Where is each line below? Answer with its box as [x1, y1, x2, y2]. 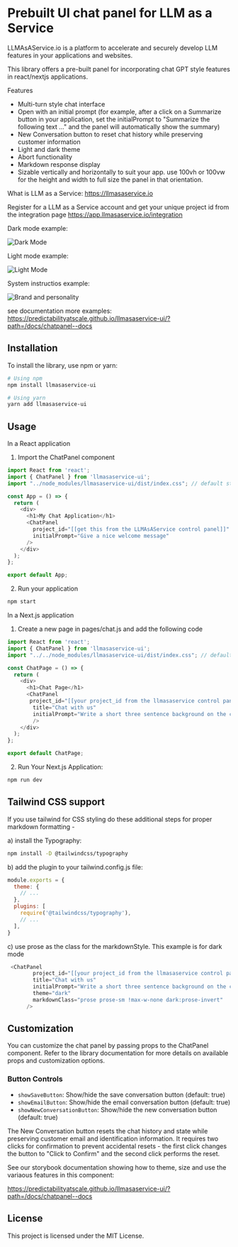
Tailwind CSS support [7, 796, 105, 808]
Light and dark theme [17, 145, 81, 153]
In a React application [7, 439, 71, 448]
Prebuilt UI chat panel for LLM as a [7, 5, 212, 21]
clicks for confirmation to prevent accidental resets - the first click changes [7, 1141, 227, 1150]
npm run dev [7, 776, 42, 784]
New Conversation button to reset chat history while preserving [17, 130, 203, 138]
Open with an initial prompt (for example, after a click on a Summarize [17, 107, 222, 116]
